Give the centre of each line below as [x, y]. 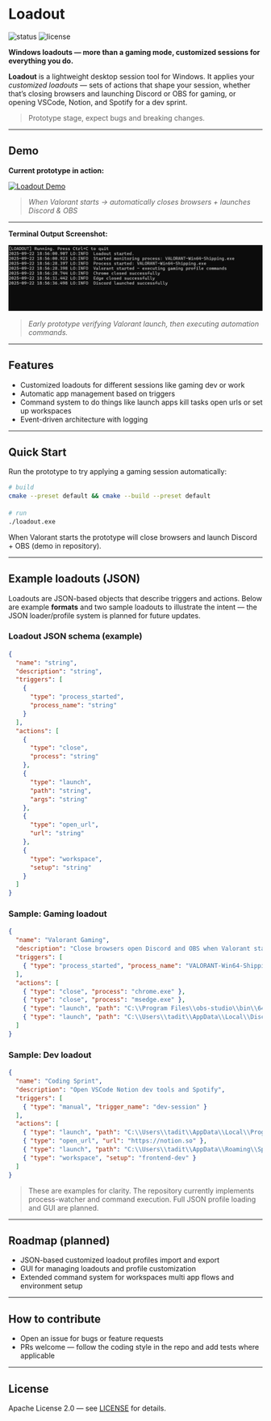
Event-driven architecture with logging [84, 419]
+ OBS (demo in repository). [55, 545]
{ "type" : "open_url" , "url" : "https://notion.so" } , [115, 1141]
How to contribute [55, 1319]
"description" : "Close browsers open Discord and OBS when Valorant [133, 949]
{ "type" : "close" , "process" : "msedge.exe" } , [104, 1000]
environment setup [51, 1286]
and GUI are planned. [63, 1207]
